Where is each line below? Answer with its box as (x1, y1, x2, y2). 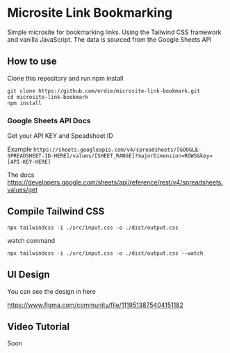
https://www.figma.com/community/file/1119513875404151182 (7, 301, 184, 309)
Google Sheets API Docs (7, 116, 91, 125)
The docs (7, 171, 35, 179)
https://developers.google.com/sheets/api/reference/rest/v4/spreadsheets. (7, 178, 224, 187)
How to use (7, 56, 57, 68)
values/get (7, 186, 38, 194)
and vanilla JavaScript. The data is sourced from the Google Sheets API (7, 35, 212, 43)
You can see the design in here (7, 287, 96, 295)
